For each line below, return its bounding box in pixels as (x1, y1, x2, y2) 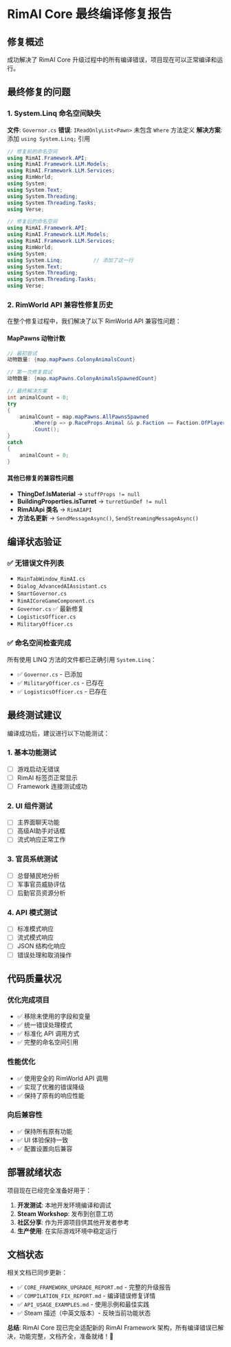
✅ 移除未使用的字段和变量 (16, 1012, 91, 1021)
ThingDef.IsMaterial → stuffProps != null (16, 489, 140, 498)
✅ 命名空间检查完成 (7, 638, 71, 648)
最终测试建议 (7, 709, 62, 721)
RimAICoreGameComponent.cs (16, 598, 95, 604)
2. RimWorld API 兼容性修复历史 (7, 299, 113, 309)
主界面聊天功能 (16, 818, 60, 827)
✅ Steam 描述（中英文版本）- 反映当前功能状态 (16, 1309, 151, 1317)
